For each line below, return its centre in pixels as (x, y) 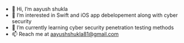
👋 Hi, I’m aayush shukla (40, 9)
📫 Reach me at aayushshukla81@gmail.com (65, 34)
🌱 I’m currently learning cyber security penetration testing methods (93, 27)
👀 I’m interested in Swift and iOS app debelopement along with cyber (95, 15)
